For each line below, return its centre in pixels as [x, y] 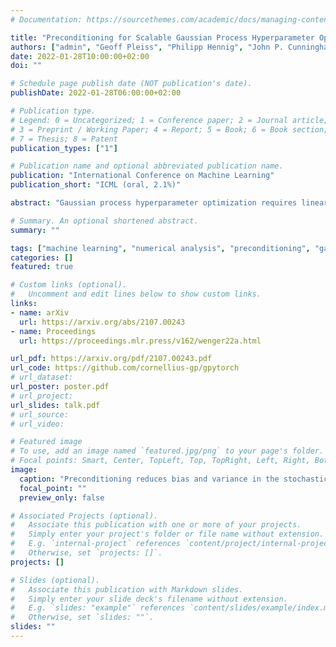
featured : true [42, 267]
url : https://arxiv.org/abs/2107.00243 [102, 322]
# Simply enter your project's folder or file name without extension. [167, 534]
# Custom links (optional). [69, 285]
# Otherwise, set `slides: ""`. [82, 617]
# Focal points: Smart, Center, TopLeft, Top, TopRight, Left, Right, [160, 461]
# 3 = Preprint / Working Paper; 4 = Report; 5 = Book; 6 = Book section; [169, 129]
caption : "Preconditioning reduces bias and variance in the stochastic [174, 479]
